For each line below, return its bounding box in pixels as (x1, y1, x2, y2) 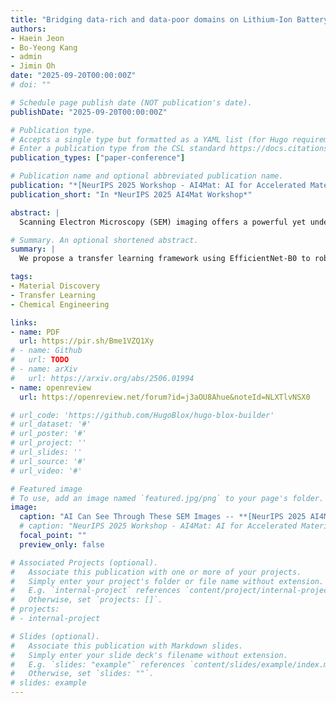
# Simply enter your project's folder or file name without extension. (10, 576, 325, 586)
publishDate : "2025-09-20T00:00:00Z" (10, 107, 168, 117)
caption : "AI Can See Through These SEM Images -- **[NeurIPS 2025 (19, 512, 307, 522)
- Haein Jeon (10, 33, 65, 43)
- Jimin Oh (10, 61, 56, 71)
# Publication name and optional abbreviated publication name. (10, 171, 284, 181)
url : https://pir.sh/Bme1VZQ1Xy (19, 336, 155, 346)
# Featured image (10, 484, 83, 494)
